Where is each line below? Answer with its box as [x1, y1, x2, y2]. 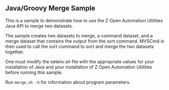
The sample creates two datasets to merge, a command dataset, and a [5, 32, 153, 38]
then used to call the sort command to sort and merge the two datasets [5, 43, 154, 50]
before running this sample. [5, 69, 63, 75]
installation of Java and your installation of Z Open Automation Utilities [5, 64, 152, 70]
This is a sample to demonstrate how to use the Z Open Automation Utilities [5, 17, 163, 23]
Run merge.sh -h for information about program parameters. [5, 79, 131, 85]
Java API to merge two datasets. [5, 23, 74, 29]
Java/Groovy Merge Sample [5, 4, 95, 13]
